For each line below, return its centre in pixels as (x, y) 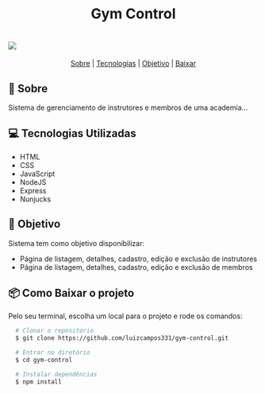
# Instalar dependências (56, 374)
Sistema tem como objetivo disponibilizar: (77, 243)
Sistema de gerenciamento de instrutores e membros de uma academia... (128, 107)
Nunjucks (35, 199)
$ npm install (38, 382)
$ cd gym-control (44, 360)
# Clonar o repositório (54, 331)
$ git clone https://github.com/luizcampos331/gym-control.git (122, 338)
